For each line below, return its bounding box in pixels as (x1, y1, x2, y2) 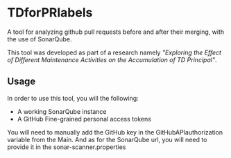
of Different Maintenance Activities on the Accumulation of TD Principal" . (7, 55, 217, 63)
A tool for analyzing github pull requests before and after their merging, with (7, 28, 224, 36)
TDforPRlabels (7, 5, 93, 21)
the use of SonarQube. (7, 34, 72, 43)
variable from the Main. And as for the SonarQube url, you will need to (7, 135, 207, 144)
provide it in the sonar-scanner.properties (7, 143, 126, 151)
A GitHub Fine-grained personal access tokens (17, 115, 151, 123)
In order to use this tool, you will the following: (7, 94, 139, 102)
